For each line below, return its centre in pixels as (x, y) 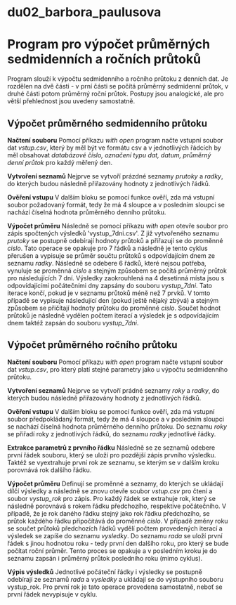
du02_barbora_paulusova (84, 12)
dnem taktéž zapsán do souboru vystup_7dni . (73, 323)
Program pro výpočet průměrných (109, 45)
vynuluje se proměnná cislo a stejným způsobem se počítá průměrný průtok (117, 271)
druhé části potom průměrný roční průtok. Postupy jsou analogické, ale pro (116, 94)
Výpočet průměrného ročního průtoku (92, 345)
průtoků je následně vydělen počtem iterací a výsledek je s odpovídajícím (113, 315)
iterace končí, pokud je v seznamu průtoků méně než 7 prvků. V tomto (109, 293)
